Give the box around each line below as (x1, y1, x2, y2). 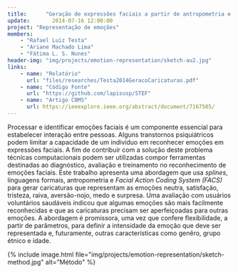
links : (7, 63, 27, 71)
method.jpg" (7, 257, 44, 266)
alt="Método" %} (45, 257, 96, 266)
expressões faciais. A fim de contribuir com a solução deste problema (7, 145, 213, 154)
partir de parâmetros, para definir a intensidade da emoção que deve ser (7, 221, 221, 230)
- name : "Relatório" (20, 70, 81, 77)
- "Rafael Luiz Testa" (20, 37, 88, 44)
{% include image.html (7, 250, 74, 259)
